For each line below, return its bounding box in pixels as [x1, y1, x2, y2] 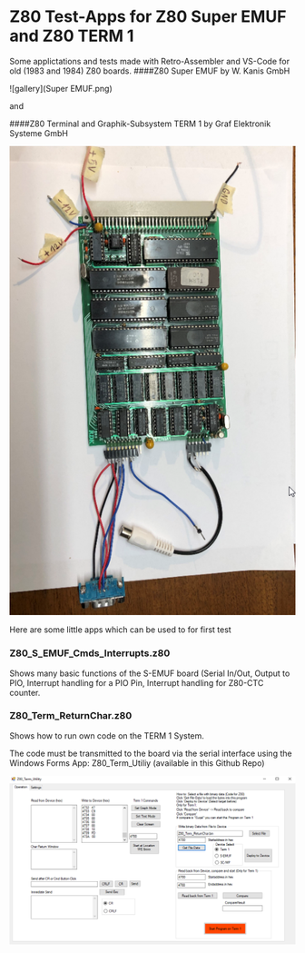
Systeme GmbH [9, 127, 68, 138]
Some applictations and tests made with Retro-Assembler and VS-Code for [9, 55, 290, 66]
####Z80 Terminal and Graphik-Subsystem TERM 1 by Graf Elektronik [9, 118, 271, 129]
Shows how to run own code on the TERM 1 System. [9, 730, 204, 741]
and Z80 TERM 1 [9, 25, 134, 46]
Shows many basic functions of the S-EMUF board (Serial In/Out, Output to [9, 668, 290, 679]
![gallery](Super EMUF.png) [9, 83, 113, 94]
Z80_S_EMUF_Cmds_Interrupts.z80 [9, 647, 171, 660]
